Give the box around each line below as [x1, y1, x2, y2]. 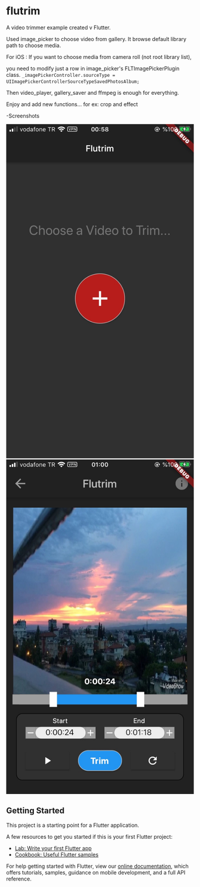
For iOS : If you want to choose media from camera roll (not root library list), [6, 53, 192, 60]
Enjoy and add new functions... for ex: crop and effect [6, 100, 138, 108]
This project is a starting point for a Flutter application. [6, 821, 139, 829]
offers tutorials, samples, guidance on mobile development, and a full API [6, 869, 186, 876]
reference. [6, 875, 32, 882]
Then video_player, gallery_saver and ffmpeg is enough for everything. [6, 89, 180, 96]
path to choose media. [6, 42, 61, 49]
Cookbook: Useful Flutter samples [14, 851, 99, 858]
